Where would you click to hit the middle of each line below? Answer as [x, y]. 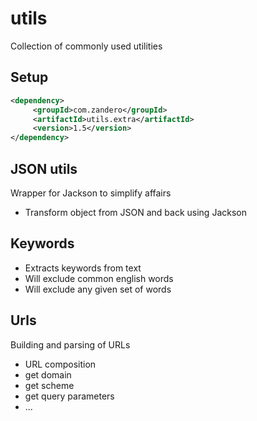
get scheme [49, 385]
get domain [48, 374]
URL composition [60, 364]
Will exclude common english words [99, 278]
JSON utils [44, 168]
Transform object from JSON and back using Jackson [135, 212]
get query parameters [69, 396]
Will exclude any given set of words [98, 289]
